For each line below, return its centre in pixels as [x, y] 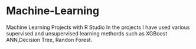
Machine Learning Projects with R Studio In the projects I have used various [98, 27]
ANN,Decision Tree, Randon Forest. [49, 40]
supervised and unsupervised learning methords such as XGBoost [87, 33]
